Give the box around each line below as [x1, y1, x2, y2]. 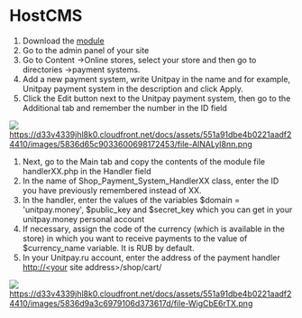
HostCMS [9, 5, 83, 26]
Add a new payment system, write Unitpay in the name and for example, [22, 73, 291, 84]
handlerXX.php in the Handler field [22, 165, 151, 176]
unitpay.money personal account [22, 213, 145, 224]
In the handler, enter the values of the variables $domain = [22, 194, 241, 205]
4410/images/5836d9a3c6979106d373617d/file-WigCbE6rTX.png [9, 297, 253, 308]
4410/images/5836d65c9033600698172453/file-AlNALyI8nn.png [9, 138, 252, 149]
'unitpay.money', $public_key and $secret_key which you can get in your [22, 204, 293, 215]
